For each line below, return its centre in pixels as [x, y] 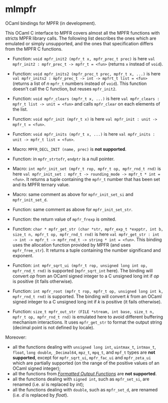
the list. [20, 109]
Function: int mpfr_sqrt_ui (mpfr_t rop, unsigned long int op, [80, 265]
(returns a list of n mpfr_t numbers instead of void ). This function [79, 83]
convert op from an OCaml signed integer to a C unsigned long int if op [86, 276]
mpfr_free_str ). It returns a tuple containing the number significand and [87, 250]
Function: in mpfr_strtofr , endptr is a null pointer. [63, 159]
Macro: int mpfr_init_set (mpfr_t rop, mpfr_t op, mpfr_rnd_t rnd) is [87, 168]
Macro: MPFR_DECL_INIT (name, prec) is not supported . [69, 149]
